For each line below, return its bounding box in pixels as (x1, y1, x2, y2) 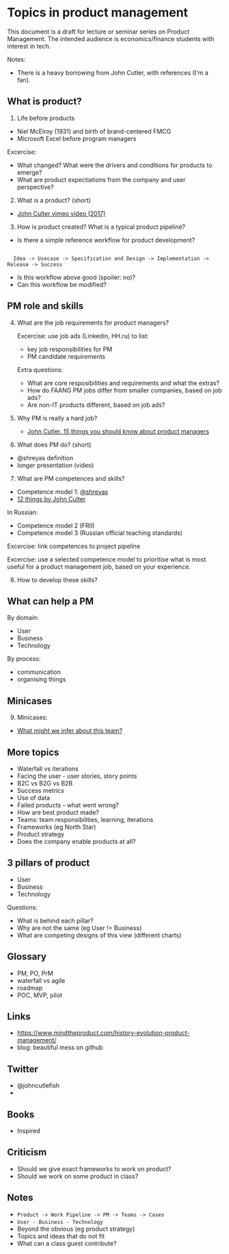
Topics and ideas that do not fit (16, 1231, 105, 1240)
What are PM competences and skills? (16, 474, 125, 482)
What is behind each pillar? (16, 916, 94, 925)
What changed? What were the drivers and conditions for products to (16, 161, 213, 169)
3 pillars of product (7, 857, 90, 869)
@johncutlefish (16, 1081, 60, 1090)
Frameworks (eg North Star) (16, 823, 96, 831)
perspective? (16, 183, 54, 191)
